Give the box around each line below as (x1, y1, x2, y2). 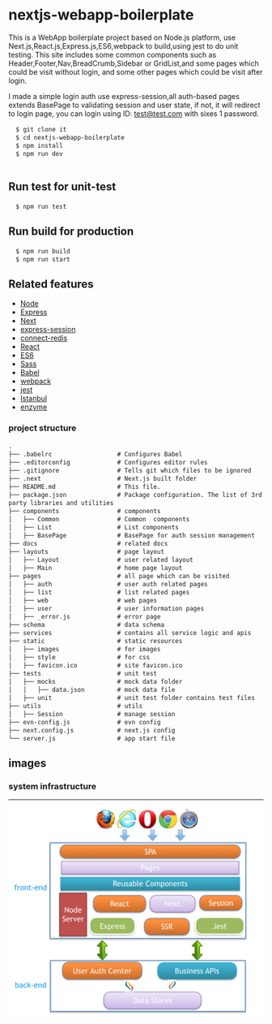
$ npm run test (15, 202, 67, 210)
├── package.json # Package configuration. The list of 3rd (8, 490, 263, 499)
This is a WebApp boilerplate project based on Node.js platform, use (8, 32, 236, 42)
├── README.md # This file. (8, 482, 161, 490)
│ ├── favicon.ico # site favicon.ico (8, 661, 183, 669)
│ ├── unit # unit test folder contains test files (8, 693, 255, 702)
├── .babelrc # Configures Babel (8, 450, 183, 458)
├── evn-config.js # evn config (8, 718, 161, 726)
